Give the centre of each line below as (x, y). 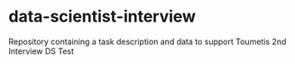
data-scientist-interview (102, 17)
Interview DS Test (41, 50)
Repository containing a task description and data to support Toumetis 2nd (147, 41)
